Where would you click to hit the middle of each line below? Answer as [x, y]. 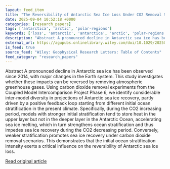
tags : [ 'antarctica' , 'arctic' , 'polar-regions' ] [59, 29]
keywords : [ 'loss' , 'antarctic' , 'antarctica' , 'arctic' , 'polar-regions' [86, 33]
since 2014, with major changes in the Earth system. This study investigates [84, 77]
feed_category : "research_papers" [42, 57]
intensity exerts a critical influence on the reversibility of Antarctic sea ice [82, 146]
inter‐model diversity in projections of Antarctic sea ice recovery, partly [79, 98]
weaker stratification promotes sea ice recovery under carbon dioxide [78, 135]
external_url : [20, 43]
